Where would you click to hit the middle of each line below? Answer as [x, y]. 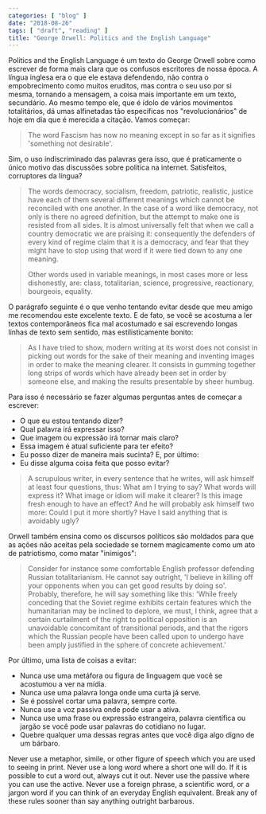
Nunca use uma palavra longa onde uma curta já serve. [110, 693]
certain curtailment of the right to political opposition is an [122, 620]
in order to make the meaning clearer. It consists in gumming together [142, 365]
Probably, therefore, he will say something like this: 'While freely [133, 594]
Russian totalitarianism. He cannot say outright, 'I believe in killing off [141, 577]
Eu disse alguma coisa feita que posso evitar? [94, 464]
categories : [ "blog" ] [48, 16]
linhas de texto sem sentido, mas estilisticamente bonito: [101, 332]
